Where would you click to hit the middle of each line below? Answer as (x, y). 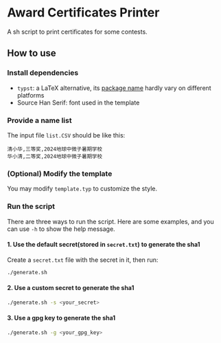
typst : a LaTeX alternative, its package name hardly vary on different (114, 88)
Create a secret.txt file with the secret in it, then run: (83, 260)
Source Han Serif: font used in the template (78, 102)
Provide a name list (39, 120)
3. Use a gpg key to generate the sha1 (61, 318)
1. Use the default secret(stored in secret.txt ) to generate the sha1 (104, 245)
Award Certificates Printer (83, 13)
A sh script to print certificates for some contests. (77, 32)
